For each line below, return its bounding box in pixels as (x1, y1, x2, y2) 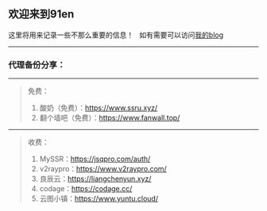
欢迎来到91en (8, 7, 75, 21)
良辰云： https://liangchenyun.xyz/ (39, 174, 152, 184)
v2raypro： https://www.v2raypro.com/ (39, 164, 167, 174)
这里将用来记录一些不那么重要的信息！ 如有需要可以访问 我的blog (8, 30, 224, 40)
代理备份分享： (8, 59, 66, 70)
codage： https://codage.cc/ (39, 184, 133, 194)
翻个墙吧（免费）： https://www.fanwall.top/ (39, 113, 180, 123)
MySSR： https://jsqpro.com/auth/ (39, 154, 151, 164)
